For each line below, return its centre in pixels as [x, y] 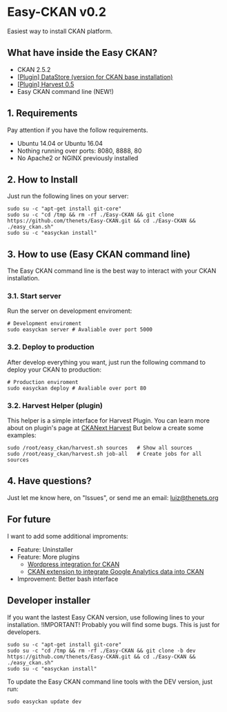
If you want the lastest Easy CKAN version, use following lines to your [106, 617]
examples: [22, 435]
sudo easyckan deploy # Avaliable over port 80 [77, 388]
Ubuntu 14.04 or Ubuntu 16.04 [60, 143]
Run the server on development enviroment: [70, 311]
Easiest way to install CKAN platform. [60, 31]
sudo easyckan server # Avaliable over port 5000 [80, 330]
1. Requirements [42, 114]
